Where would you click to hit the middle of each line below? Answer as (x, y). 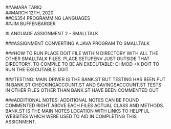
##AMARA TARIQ (24, 7)
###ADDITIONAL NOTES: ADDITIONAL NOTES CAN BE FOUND (72, 100)
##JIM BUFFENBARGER (30, 23)
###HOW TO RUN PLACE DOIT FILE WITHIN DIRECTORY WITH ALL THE (82, 53)
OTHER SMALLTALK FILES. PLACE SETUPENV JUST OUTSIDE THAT (78, 59)
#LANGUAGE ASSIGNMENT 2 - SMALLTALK (52, 33)
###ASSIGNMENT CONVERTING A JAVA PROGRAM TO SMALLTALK (78, 43)
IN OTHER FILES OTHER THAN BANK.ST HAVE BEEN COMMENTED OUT (82, 90)
